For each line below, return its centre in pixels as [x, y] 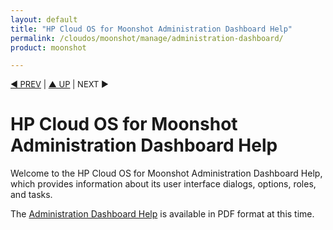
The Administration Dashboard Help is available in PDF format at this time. [162, 214]
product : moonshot [48, 47]
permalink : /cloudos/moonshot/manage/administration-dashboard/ [147, 38]
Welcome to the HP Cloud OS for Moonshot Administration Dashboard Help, [166, 173]
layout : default [44, 19]
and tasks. [31, 195]
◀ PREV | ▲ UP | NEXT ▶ [60, 84]
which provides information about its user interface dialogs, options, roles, [163, 184]
